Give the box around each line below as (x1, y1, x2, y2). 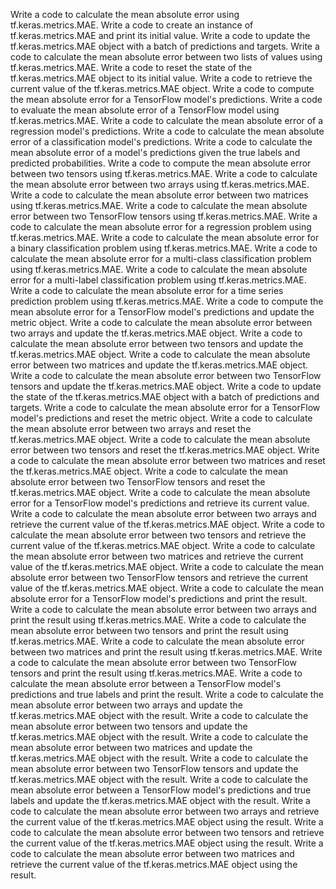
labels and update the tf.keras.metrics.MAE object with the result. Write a (10, 795, 311, 806)
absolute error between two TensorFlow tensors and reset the (10, 476, 266, 488)
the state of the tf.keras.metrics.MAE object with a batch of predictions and (10, 391, 320, 403)
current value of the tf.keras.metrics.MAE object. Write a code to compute (10, 83, 315, 94)
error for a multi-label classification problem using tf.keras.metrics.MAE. (10, 274, 307, 286)
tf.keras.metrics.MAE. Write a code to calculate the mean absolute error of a (10, 115, 324, 126)
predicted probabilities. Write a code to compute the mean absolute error (10, 157, 312, 169)
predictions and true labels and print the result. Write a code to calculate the (10, 689, 324, 700)
